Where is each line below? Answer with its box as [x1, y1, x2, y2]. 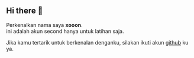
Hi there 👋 [6, 6, 43, 16]
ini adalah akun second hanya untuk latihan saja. [6, 28, 124, 35]
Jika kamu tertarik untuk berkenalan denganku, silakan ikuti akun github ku [6, 39, 189, 46]
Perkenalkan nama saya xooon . [6, 21, 83, 28]
